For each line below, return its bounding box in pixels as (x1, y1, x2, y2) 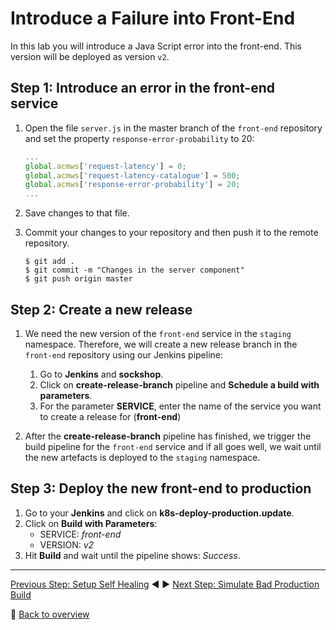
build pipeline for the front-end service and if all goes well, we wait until (24, 440, 322, 452)
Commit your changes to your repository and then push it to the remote (24, 227, 319, 239)
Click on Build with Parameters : (24, 517, 158, 529)
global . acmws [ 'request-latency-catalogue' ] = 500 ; (24, 170, 241, 181)
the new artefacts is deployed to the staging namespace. (24, 451, 261, 463)
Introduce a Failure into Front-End (10, 7, 296, 30)
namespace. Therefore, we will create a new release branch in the (24, 338, 298, 350)
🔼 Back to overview (10, 608, 90, 620)
